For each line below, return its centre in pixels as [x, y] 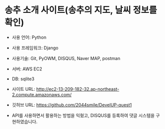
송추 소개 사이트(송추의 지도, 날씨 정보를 [81, 10]
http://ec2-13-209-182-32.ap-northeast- [78, 89]
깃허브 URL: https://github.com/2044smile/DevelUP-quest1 [72, 105]
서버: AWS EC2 [27, 69]
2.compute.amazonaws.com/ [42, 94]
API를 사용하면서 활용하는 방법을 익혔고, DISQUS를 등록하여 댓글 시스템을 [83, 115]
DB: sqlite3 [23, 79]
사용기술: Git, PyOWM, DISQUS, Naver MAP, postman [66, 58]
